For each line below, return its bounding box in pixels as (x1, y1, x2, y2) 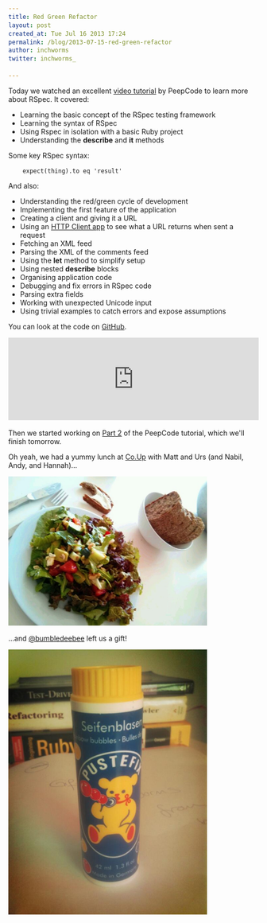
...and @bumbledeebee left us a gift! (8, 633, 127, 643)
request (19, 230, 45, 240)
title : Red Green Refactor (8, 13, 98, 21)
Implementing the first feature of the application (19, 204, 176, 214)
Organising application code (19, 272, 113, 282)
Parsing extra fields (19, 289, 83, 298)
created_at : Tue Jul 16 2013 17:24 (8, 29, 126, 37)
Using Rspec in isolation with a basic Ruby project (19, 127, 184, 136)
